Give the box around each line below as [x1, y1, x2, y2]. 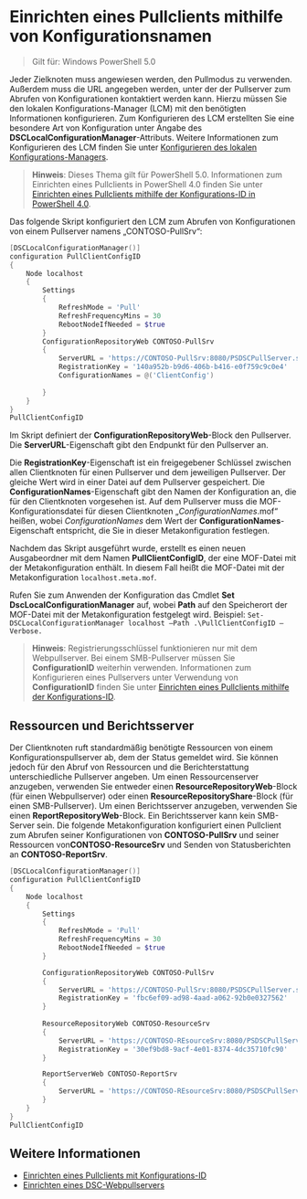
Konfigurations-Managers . [9, 151, 109, 162]
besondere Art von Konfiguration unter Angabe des [9, 122, 203, 133]
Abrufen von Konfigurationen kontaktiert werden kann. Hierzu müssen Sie [9, 93, 288, 104]
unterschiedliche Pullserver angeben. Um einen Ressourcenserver [9, 771, 259, 782]
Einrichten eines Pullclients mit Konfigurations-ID [22, 1170, 207, 1181]
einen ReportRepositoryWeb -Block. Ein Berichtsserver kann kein [9, 811, 256, 822]
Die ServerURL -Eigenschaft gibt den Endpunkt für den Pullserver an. [9, 440, 269, 451]
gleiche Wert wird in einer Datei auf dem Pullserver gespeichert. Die [9, 477, 265, 488]
